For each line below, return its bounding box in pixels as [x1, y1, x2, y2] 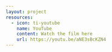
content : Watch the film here [16, 31, 93, 37]
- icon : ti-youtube [11, 20, 61, 26]
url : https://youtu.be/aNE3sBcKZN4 [16, 36, 107, 42]
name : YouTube [16, 25, 52, 32]
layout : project [5, 8, 47, 15]
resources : [5, 14, 33, 20]
